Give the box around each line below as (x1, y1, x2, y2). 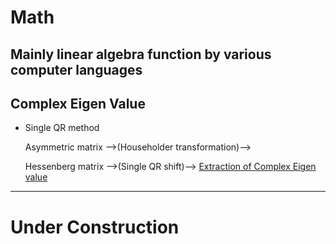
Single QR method (24, 122, 100, 134)
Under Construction (10, 216, 180, 238)
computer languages (10, 61, 143, 78)
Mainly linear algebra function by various (10, 46, 272, 63)
